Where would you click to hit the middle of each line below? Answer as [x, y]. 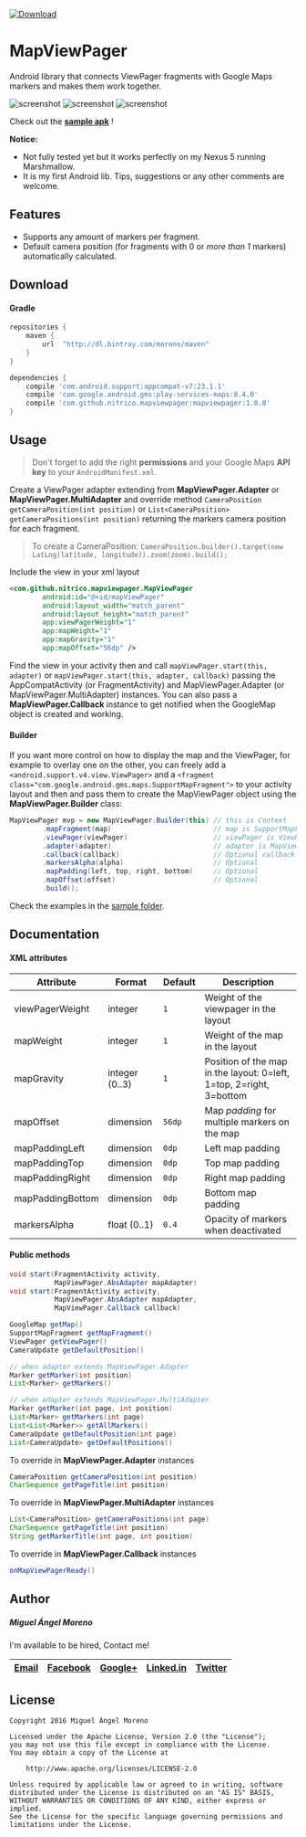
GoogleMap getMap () [46, 1325]
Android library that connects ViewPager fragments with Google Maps [141, 76]
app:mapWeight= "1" [77, 631]
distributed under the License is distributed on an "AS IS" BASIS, [142, 1792]
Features [35, 215]
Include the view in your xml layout [75, 572]
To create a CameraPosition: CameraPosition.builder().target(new [158, 546]
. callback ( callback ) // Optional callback [169, 854]
